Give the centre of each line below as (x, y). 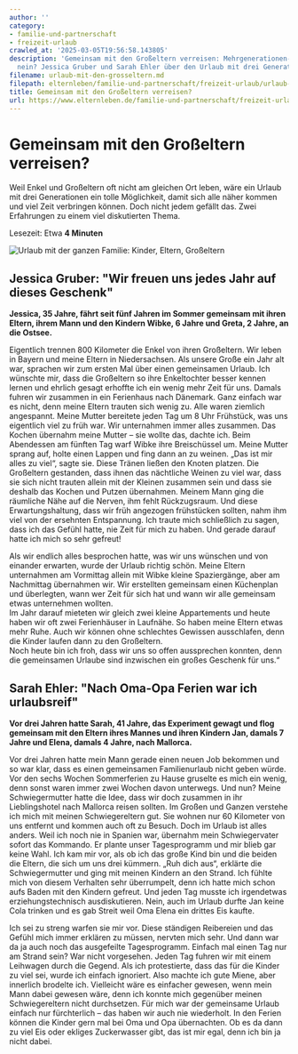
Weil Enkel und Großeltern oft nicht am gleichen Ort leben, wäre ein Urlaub (145, 188)
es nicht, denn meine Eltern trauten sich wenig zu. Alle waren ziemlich (137, 406)
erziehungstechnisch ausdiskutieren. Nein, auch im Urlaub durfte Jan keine (147, 901)
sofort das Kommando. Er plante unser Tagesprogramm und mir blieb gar (143, 844)
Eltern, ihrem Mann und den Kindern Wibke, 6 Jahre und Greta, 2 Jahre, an (149, 323)
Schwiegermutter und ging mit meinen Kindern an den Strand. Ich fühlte (141, 873)
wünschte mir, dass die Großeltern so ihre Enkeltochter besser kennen (137, 378)
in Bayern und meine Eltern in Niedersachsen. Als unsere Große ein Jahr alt (147, 359)
